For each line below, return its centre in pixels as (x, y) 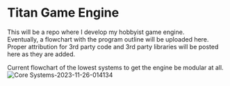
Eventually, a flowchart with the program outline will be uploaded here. (108, 39)
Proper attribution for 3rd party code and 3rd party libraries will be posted (113, 46)
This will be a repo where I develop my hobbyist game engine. (96, 32)
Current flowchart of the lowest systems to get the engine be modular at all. (115, 67)
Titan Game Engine (63, 13)
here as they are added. (41, 54)
